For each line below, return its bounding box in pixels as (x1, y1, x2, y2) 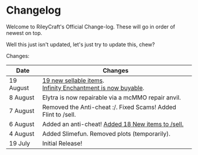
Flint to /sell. (42, 110, 76, 118)
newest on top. (6, 29, 42, 36)
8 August (9, 93, 35, 101)
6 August (9, 120, 35, 128)
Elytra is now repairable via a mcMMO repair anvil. (42, 93, 181, 101)
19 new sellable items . (42, 76, 105, 85)
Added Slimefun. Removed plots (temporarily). (42, 130, 171, 138)
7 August (9, 106, 35, 115)
